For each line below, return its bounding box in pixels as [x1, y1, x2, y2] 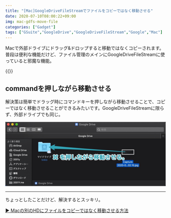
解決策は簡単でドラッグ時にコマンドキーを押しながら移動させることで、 [5, 99, 157, 105]
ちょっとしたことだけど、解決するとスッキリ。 [5, 197, 103, 203]
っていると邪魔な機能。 [5, 58, 54, 64]
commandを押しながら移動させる [5, 84, 112, 93]
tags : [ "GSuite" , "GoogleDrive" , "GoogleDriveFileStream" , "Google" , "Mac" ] [5, 30, 163, 35]
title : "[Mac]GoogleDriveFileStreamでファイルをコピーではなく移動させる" [5, 8, 153, 13]
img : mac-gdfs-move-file [5, 19, 58, 24]
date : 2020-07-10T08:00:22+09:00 [5, 13, 76, 19]
